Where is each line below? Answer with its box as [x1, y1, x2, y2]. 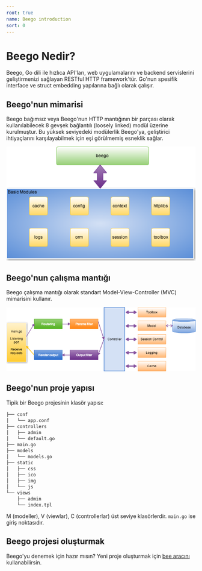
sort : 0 [6, 22, 26, 28]
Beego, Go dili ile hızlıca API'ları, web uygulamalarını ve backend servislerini [6, 69, 194, 77]
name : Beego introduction [6, 16, 71, 22]
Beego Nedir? [6, 49, 76, 63]
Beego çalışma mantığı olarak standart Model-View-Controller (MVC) [6, 289, 177, 296]
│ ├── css [6, 465, 36, 472]
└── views [6, 490, 31, 496]
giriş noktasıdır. [6, 519, 44, 526]
